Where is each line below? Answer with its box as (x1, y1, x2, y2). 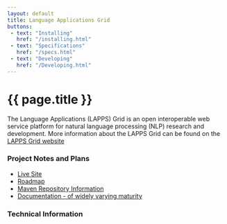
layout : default (7, 10, 54, 17)
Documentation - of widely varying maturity (17, 191, 142, 200)
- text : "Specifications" (10, 42, 85, 49)
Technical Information (7, 209, 83, 218)
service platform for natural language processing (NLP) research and (7, 122, 205, 130)
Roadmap (17, 177, 45, 185)
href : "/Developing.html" (16, 62, 92, 69)
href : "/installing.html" (16, 36, 92, 43)
